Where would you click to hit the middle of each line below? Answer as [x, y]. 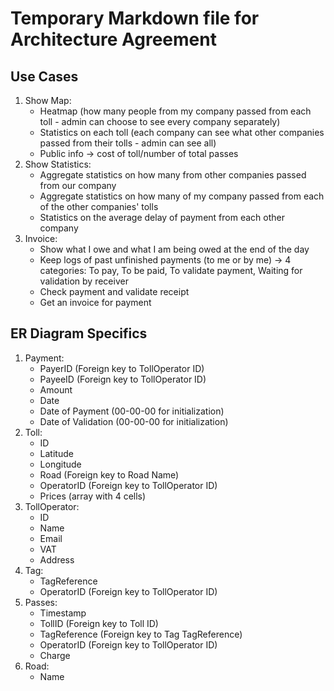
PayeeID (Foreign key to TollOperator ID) [123, 379]
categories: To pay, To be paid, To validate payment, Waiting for [171, 270]
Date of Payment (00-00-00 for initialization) [132, 411]
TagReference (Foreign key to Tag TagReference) [141, 634]
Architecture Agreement [113, 39]
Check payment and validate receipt [114, 291]
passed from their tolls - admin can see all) [128, 143]
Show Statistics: [58, 164]
